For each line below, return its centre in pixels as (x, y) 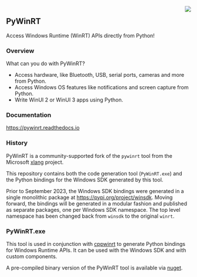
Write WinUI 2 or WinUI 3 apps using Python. (69, 100)
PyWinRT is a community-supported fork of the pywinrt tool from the (89, 156)
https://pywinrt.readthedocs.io (43, 128)
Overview (20, 50)
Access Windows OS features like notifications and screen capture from (101, 87)
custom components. (32, 256)
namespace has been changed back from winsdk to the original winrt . (90, 216)
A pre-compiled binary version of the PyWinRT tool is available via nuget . (94, 268)
